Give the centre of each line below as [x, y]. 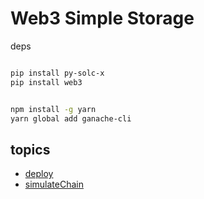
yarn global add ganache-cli [71, 118]
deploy [39, 174]
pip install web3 [46, 82]
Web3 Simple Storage [102, 18]
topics [30, 149]
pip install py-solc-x [57, 73]
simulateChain [54, 184]
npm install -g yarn [53, 109]
